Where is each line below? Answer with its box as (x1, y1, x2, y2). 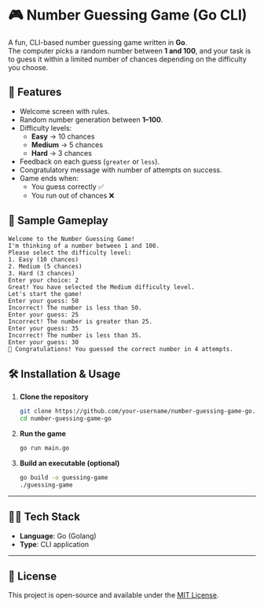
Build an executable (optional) (19, 458, 120, 468)
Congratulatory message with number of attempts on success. (19, 165, 222, 174)
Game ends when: (19, 173, 79, 183)
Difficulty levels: (19, 123, 72, 132)
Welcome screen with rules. (19, 106, 110, 116)
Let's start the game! (8, 290, 82, 298)
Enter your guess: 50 (8, 297, 79, 305)
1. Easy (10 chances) (8, 255, 79, 264)
